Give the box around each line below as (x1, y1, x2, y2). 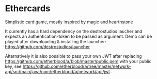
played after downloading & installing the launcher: (5, 38, 107, 44)
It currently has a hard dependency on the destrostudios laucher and (5, 28, 142, 34)
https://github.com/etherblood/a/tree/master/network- (22, 63, 131, 69)
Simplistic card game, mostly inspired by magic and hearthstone (5, 19, 133, 25)
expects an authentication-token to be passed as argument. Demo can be (5, 33, 152, 39)
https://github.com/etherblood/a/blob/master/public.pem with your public (5, 58, 152, 64)
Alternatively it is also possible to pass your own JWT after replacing (5, 53, 142, 59)
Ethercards (5, 3, 51, 14)
